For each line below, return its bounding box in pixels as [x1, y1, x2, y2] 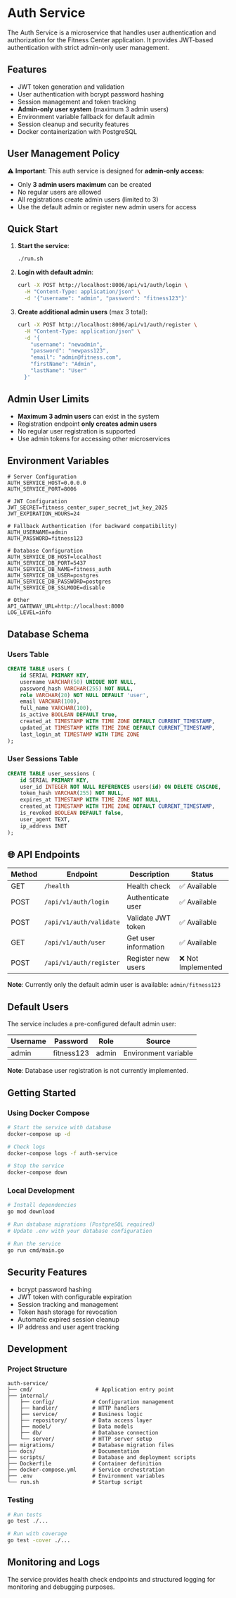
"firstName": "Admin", [30, 361, 97, 368]
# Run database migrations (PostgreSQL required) [7, 1221, 156, 1228]
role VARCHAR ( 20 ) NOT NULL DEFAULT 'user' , [20, 692, 150, 699]
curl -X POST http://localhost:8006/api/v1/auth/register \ [17, 321, 197, 328]
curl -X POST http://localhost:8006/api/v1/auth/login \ [17, 282, 188, 289]
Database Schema [7, 628, 89, 640]
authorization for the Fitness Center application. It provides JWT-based [7, 35, 214, 44]
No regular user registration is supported [17, 426, 136, 435]
